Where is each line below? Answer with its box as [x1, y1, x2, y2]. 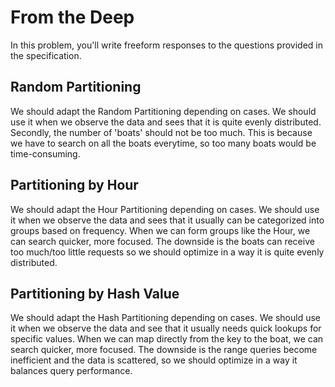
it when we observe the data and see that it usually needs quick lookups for [10, 322, 322, 335]
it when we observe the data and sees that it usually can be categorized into [10, 214, 325, 226]
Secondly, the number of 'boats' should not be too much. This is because [10, 126, 313, 138]
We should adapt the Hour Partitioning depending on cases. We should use [10, 203, 320, 215]
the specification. [10, 49, 82, 61]
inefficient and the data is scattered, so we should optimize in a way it [10, 354, 298, 366]
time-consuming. [10, 147, 81, 160]
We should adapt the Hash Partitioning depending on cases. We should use [10, 312, 321, 324]
